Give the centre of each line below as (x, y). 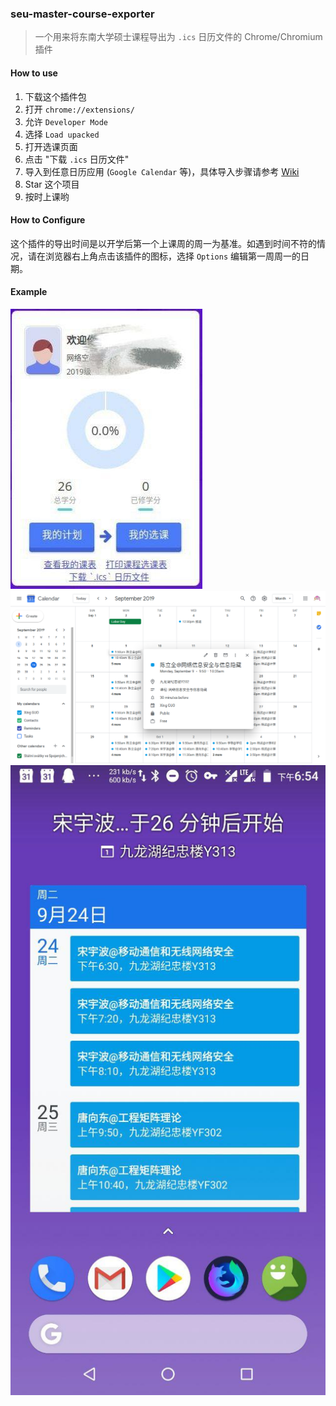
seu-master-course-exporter (82, 14)
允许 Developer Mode (66, 121)
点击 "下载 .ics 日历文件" (77, 159)
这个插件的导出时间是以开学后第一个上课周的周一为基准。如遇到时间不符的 (163, 243)
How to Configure (48, 220)
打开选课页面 (51, 146)
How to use (34, 73)
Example (29, 292)
